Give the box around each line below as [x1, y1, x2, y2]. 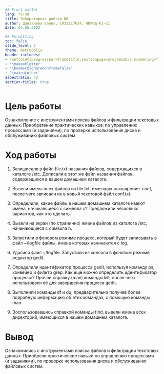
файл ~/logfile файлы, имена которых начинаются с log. [12, 240, 128, 246]
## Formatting [5, 34, 34, 39]
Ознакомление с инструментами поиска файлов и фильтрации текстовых [5, 117, 159, 123]
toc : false [5, 39, 27, 44]
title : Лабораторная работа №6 [5, 16, 69, 21]
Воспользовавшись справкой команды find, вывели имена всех [12, 309, 146, 315]
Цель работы [5, 101, 61, 111]
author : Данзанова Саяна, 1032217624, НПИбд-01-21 [5, 21, 110, 26]
